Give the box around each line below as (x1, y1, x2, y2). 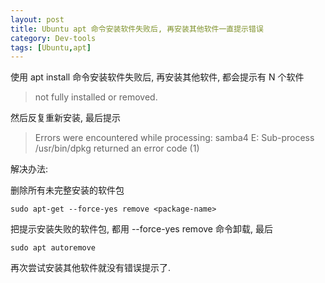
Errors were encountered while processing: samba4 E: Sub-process (34, 132, 315, 144)
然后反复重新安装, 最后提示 (10, 112, 121, 124)
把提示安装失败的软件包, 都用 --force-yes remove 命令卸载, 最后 (10, 223, 273, 235)
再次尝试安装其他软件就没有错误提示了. (10, 262, 172, 274)
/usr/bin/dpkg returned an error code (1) (34, 142, 200, 155)
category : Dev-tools (10, 33, 97, 43)
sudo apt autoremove (10, 243, 97, 253)
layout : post (10, 14, 65, 25)
